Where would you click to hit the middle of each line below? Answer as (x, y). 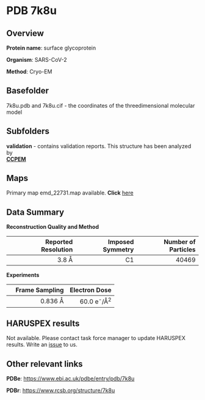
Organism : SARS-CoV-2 (37, 60)
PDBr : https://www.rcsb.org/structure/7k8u (61, 391)
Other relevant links (45, 364)
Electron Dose (91, 290)
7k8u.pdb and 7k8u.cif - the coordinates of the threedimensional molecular (101, 105)
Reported (59, 242)
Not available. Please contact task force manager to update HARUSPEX (96, 338)
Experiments (23, 275)
